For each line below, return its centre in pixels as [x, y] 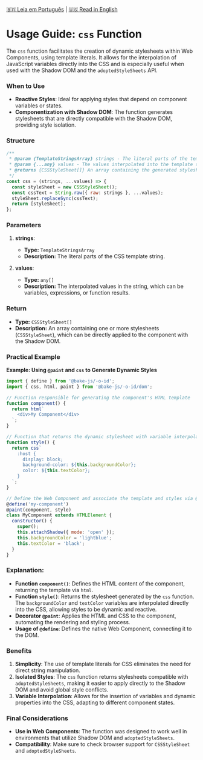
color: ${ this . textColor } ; [56, 471]
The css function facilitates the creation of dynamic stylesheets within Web [100, 51]
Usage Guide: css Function [74, 34]
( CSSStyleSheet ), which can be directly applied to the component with [101, 335]
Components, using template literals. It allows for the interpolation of [92, 57]
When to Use [26, 86]
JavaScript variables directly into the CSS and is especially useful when [95, 64]
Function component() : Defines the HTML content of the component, [100, 583]
